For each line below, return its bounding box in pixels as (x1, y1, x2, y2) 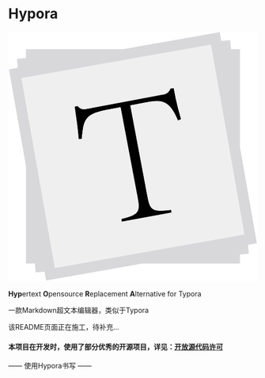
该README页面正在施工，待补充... (8, 322, 120, 331)
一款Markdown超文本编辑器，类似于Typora (8, 305, 149, 315)
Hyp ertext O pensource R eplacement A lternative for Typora (8, 288, 202, 298)
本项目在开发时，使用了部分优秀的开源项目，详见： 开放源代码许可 (8, 342, 223, 351)
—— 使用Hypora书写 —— (8, 361, 93, 371)
